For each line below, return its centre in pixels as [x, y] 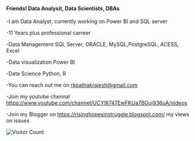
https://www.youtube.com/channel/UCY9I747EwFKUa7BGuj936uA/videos [97, 103]
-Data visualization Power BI [41, 62]
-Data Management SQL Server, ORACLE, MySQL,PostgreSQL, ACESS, [92, 44]
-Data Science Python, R [36, 73]
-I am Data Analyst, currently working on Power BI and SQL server [87, 21]
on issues [18, 121]
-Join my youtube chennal [38, 97]
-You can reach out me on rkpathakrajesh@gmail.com [72, 85]
